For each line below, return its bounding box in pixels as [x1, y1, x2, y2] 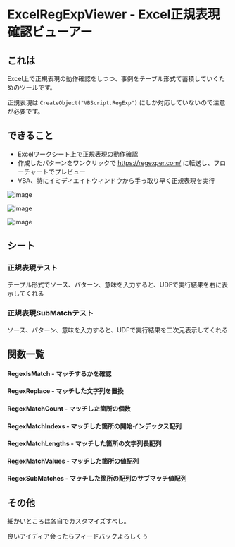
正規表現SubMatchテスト [7, 308, 94, 318]
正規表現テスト [7, 263, 58, 272]
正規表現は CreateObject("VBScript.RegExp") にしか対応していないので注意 [7, 98, 226, 107]
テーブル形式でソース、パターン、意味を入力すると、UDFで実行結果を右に [7, 280, 222, 289]
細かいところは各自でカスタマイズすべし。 [7, 517, 130, 526]
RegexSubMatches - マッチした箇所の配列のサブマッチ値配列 [7, 474, 187, 483]
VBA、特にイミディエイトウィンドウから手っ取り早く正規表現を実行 [17, 176, 215, 184]
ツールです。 [19, 83, 56, 92]
